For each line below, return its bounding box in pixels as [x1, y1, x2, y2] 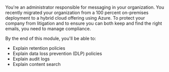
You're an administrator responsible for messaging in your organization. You [5, 5, 164, 10]
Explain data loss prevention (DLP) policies [12, 50, 103, 56]
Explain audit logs [12, 56, 50, 62]
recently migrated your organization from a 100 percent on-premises [5, 10, 149, 16]
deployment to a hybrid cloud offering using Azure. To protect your [5, 15, 146, 21]
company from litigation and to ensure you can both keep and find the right [5, 20, 162, 26]
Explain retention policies [12, 45, 65, 51]
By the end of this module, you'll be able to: [5, 35, 96, 41]
